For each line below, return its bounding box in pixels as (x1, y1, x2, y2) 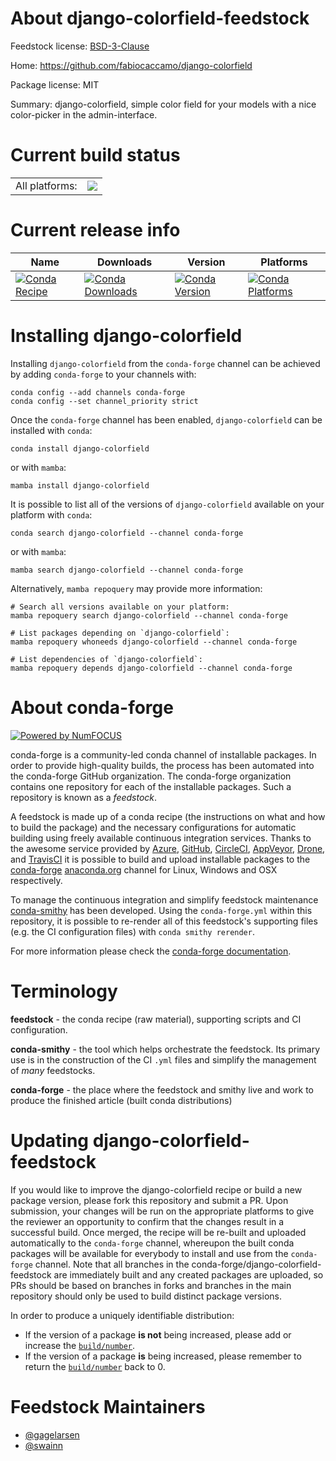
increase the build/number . (24, 1339, 136, 1351)
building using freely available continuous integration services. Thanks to (10, 832, 312, 844)
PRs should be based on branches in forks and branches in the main (10, 1279, 292, 1291)
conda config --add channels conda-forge (10, 387, 186, 397)
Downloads (96, 255, 153, 269)
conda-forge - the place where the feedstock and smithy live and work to (10, 1083, 314, 1096)
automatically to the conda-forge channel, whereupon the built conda (10, 1237, 295, 1249)
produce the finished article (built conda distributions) (10, 1094, 233, 1106)
